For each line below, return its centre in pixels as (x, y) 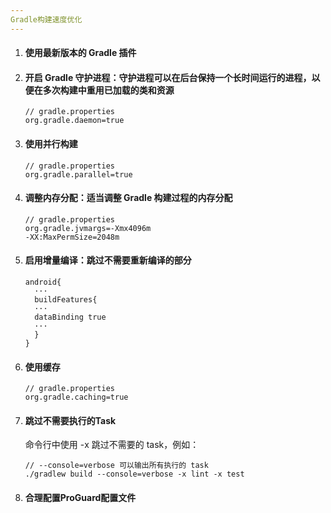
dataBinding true (70, 317)
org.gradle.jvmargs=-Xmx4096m (88, 228)
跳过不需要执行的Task (70, 420)
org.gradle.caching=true (76, 397)
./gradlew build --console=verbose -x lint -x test (134, 474)
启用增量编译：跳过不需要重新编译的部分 (108, 260)
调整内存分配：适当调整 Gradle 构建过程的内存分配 (128, 198)
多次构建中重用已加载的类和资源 (108, 90)
